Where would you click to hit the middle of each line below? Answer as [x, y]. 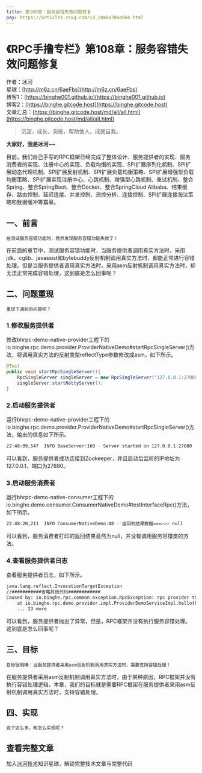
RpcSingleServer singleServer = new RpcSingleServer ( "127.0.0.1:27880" [109, 377]
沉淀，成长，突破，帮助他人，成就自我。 [71, 131]
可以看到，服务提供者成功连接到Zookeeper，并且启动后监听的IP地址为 [93, 458]
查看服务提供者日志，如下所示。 [46, 575]
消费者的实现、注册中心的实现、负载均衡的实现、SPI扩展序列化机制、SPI [96, 165]
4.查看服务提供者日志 [37, 560]
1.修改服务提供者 [30, 325]
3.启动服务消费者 [31, 483]
